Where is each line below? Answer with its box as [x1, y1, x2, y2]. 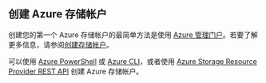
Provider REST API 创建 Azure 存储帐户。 [8, 66, 144, 76]
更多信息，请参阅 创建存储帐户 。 [8, 40, 113, 49]
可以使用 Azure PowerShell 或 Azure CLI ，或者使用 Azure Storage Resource [8, 56, 257, 66]
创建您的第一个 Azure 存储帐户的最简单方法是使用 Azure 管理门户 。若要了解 [8, 30, 258, 40]
